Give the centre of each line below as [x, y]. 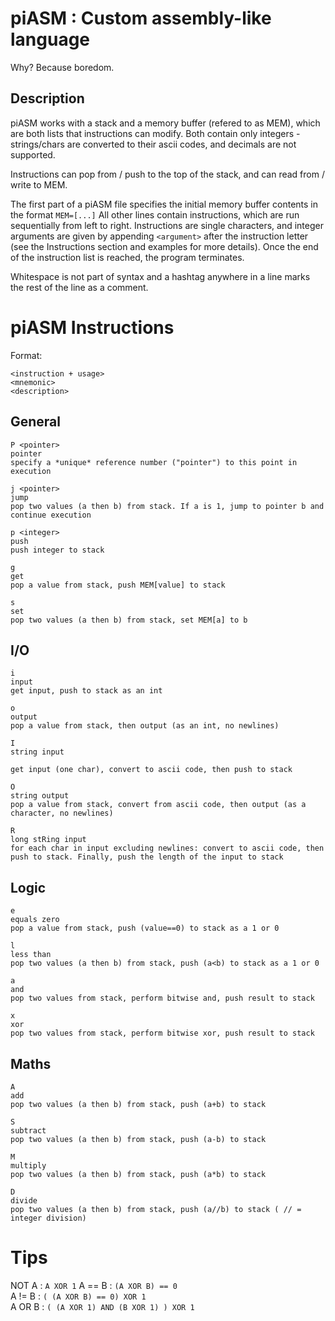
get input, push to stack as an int [86, 691]
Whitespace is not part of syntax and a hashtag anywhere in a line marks [160, 276]
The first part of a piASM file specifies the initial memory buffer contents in [164, 204]
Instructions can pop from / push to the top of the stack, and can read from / [167, 174]
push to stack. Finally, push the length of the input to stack [147, 857]
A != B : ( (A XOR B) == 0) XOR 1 [78, 1296]
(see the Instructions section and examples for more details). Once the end [164, 246]
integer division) [48, 1218]
